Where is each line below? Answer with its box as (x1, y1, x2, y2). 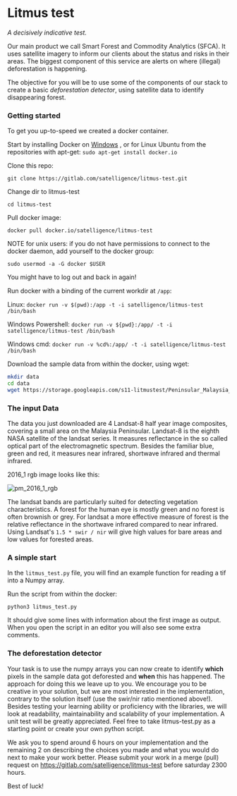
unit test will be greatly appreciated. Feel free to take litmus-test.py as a (7, 717, 216, 725)
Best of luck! (7, 781, 44, 790)
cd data (7, 380, 30, 387)
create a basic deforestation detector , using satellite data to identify (7, 85, 205, 94)
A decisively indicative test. (7, 28, 87, 37)
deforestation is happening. (7, 64, 87, 73)
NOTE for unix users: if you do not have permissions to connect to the (7, 240, 210, 248)
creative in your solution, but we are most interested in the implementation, (7, 687, 225, 695)
